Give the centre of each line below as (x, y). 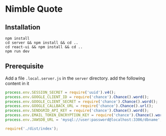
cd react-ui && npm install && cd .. (44, 47)
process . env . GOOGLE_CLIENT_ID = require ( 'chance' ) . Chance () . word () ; (77, 97)
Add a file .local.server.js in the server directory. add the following (75, 78)
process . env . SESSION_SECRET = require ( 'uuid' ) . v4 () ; (61, 92)
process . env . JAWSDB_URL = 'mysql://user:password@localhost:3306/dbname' (83, 120)
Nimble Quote (34, 9)
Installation (23, 27)
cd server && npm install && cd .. (42, 43)
